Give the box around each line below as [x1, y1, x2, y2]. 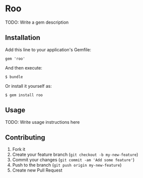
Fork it [12, 146, 26, 152]
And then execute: [5, 65, 42, 71]
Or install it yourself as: [5, 83, 52, 89]
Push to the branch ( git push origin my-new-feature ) [12, 162, 122, 168]
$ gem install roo [5, 92, 43, 98]
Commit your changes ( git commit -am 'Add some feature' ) [12, 157, 135, 163]
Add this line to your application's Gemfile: [5, 46, 91, 52]
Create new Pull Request [12, 167, 63, 173]
